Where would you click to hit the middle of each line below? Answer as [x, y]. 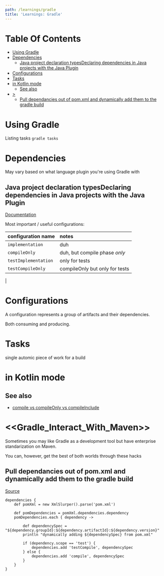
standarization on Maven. [31, 446]
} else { [32, 552]
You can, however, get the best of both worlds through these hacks [73, 456]
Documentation [21, 215]
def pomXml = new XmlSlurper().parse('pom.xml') [65, 504]
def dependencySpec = [45, 526]
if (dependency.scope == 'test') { [59, 543]
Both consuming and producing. [38, 324]
